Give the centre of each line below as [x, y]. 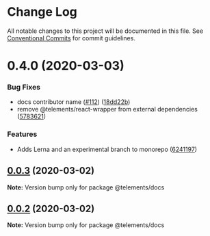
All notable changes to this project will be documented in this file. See [105, 31]
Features [22, 134]
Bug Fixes [24, 88]
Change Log [42, 12]
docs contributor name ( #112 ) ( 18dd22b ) [74, 102]
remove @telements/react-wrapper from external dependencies [107, 109]
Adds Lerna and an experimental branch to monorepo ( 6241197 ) [107, 149]
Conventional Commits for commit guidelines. [71, 38]
